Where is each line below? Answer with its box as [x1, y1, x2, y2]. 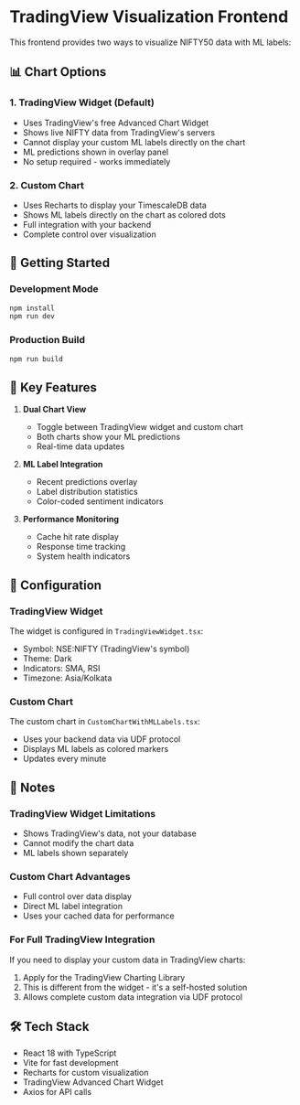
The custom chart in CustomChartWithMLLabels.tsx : [9, 716, 201, 727]
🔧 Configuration [9, 577, 102, 593]
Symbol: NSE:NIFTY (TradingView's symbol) [22, 643, 190, 655]
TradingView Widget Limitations [9, 807, 156, 820]
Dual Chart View [22, 404, 87, 415]
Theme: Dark [22, 653, 72, 664]
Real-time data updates [36, 441, 125, 452]
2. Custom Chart [9, 178, 85, 191]
